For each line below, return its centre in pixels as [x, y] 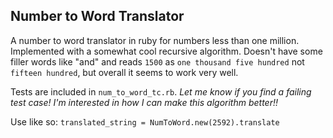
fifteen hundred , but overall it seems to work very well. [124, 72]
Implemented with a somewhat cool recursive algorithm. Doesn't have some [166, 51]
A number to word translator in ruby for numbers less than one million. [155, 40]
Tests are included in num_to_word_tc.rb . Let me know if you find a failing [161, 91]
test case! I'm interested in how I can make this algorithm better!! [144, 102]
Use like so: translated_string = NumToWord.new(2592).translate [145, 121]
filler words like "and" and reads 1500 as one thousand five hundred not [157, 61]
